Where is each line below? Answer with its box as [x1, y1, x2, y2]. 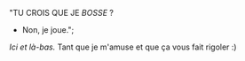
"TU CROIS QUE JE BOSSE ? [9, 8, 114, 18]
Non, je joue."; [21, 25, 75, 34]
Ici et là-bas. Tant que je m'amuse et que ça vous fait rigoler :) [9, 42, 237, 52]
